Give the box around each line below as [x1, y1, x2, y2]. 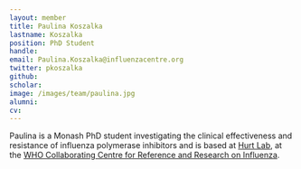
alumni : [9, 97, 39, 107]
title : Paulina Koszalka [9, 22, 103, 31]
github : [9, 72, 39, 81]
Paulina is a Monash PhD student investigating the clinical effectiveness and [9, 130, 293, 141]
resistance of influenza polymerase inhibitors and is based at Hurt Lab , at [9, 140, 283, 151]
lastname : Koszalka [9, 30, 83, 39]
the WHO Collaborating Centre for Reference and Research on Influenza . [9, 150, 280, 161]
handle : [9, 47, 39, 56]
